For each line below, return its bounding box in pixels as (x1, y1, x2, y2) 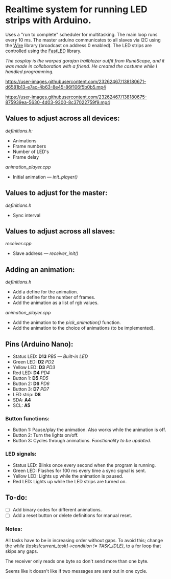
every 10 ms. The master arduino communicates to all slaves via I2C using (5, 37, 161, 43)
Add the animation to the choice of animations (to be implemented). (12, 325, 155, 331)
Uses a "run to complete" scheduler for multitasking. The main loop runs (5, 31, 158, 37)
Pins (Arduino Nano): (5, 339, 74, 349)
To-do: (5, 493, 28, 502)
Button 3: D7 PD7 (12, 386, 50, 392)
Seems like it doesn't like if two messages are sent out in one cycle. (5, 568, 148, 574)
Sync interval (12, 212, 41, 218)
